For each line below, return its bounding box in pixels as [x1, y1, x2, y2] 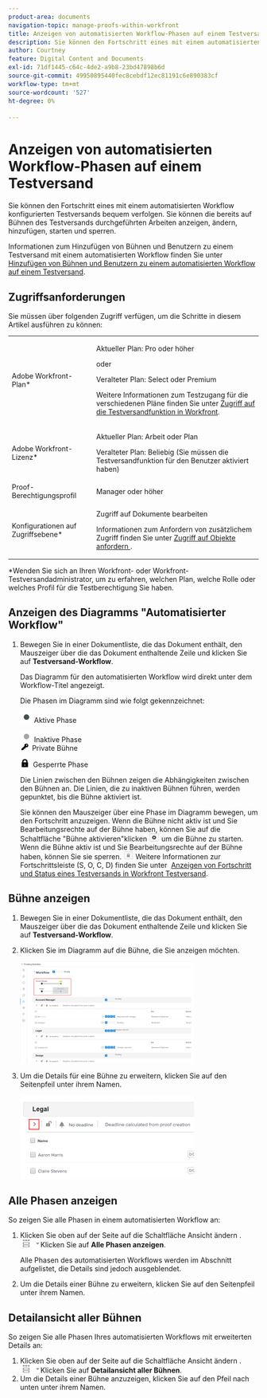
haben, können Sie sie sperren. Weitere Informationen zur [19, 851, 221, 861]
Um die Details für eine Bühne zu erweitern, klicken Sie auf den [19, 1070, 227, 1080]
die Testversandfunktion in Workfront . [96, 406, 220, 416]
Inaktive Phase [33, 734, 82, 744]
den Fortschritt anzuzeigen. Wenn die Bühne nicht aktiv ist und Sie [19, 815, 238, 825]
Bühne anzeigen [8, 892, 91, 905]
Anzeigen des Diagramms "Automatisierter [8, 606, 226, 619]
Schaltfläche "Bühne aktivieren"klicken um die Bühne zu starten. [19, 834, 244, 843]
